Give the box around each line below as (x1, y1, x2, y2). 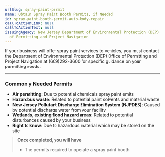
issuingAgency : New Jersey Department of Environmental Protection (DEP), (5, 30, 162, 35)
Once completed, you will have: (17, 137, 83, 143)
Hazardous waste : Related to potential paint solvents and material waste (12, 96, 160, 103)
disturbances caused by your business (12, 117, 91, 123)
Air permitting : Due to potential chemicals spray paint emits (12, 91, 134, 97)
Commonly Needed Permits (5, 80, 73, 87)
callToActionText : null (5, 25, 54, 30)
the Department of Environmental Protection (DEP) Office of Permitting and (5, 53, 157, 59)
